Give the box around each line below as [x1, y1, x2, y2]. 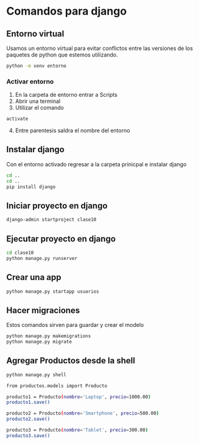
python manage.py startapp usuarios [6, 288, 99, 295]
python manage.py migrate [6, 339, 72, 345]
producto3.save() [6, 432, 51, 439]
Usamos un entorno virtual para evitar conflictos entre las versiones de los [6, 44, 194, 52]
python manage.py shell [6, 371, 67, 378]
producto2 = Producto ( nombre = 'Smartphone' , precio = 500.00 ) [6, 410, 159, 416]
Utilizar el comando [15, 104, 65, 111]
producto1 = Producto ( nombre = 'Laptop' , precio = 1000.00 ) [6, 394, 151, 400]
